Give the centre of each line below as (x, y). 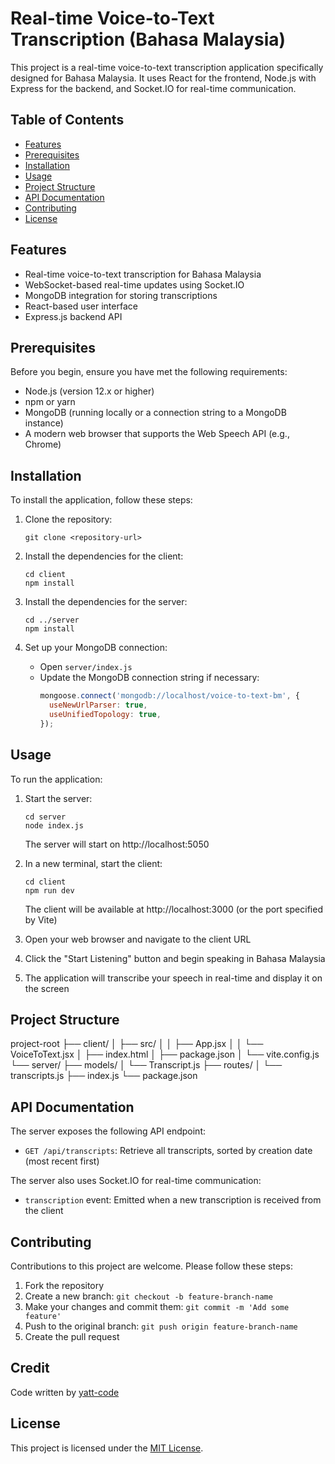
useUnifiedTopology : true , (105, 714)
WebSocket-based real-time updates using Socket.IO (134, 284)
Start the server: (58, 798)
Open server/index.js (86, 667)
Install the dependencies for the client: (104, 556)
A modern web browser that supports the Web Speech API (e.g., (157, 434)
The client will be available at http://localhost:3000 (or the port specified (173, 909)
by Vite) (41, 919)
